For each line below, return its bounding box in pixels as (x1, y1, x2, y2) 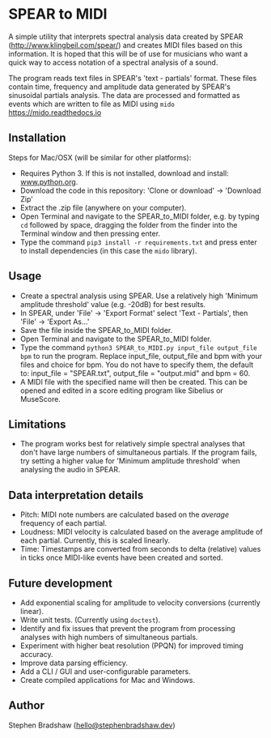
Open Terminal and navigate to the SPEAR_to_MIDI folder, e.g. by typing (19, 211, 260, 221)
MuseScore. (19, 394, 61, 403)
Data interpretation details (8, 488, 144, 502)
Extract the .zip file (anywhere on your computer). (19, 203, 187, 212)
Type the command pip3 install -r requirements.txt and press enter (19, 237, 257, 247)
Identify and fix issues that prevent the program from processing (19, 624, 236, 633)
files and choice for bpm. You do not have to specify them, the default (19, 360, 254, 369)
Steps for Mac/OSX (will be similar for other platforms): (8, 152, 192, 162)
